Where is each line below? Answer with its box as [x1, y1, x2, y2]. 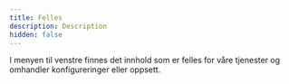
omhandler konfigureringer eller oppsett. [9, 64, 161, 75]
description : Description [9, 22, 107, 31]
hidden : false [9, 30, 63, 39]
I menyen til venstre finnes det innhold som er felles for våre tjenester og [9, 55, 281, 66]
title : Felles [9, 13, 63, 23]
